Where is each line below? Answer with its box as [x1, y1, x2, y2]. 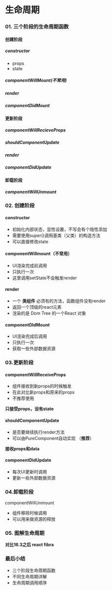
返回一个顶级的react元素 [12, 304, 62, 310]
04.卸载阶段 [5, 488, 34, 495]
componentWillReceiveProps [5, 372, 66, 378]
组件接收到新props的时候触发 [12, 383, 72, 389]
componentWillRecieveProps [5, 127, 66, 133]
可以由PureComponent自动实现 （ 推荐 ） [12, 435, 94, 441]
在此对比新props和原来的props [12, 389, 75, 395]
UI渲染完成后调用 [12, 333, 47, 339]
